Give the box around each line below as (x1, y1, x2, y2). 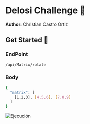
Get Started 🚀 (5, 36, 49, 44)
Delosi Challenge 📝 (5, 5, 86, 16)
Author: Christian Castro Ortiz (5, 21, 68, 27)
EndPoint (5, 51, 28, 58)
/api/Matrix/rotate (5, 62, 47, 67)
